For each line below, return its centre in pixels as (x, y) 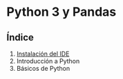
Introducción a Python (48, 61)
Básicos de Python (43, 68)
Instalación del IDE (43, 54)
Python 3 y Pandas (61, 12)
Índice (20, 37)
